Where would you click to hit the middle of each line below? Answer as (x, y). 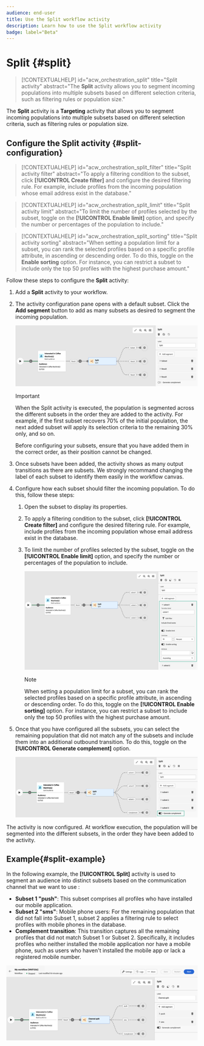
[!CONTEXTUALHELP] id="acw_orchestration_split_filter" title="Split (106, 167)
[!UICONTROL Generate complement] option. (73, 748)
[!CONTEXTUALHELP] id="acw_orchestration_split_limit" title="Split (105, 205)
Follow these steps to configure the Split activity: (68, 280)
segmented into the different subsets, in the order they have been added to (100, 834)
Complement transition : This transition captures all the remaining (97, 931)
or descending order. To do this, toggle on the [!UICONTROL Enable (109, 704)
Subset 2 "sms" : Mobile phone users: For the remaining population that (105, 911)
